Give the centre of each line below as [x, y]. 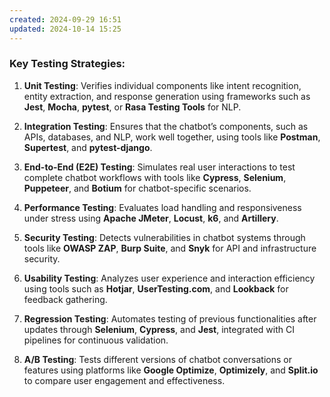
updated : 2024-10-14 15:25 [65, 29]
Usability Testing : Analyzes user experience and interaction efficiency [169, 278]
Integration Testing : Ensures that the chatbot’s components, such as [166, 126]
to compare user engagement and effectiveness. [124, 380]
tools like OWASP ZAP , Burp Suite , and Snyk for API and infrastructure [170, 248]
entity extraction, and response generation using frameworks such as [167, 96]
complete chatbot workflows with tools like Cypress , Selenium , [155, 177]
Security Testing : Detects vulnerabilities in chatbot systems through [164, 237]
